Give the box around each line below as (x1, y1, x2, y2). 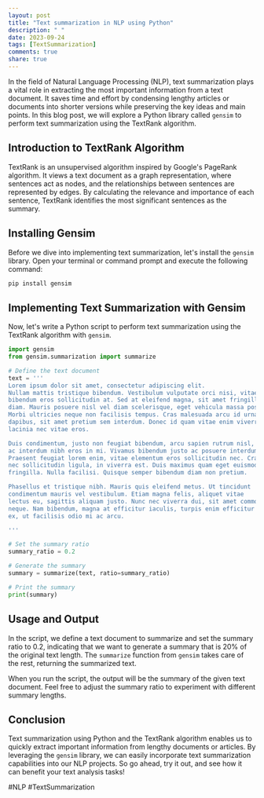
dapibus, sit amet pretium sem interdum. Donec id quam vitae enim (8, 418, 234, 426)
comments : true (8, 48, 58, 56)
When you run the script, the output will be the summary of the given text (8, 673, 246, 683)
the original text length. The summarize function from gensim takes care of (8, 650, 244, 660)
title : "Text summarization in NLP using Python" (8, 19, 174, 27)
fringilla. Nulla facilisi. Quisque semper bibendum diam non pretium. (8, 469, 247, 477)
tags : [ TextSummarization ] (8, 41, 97, 49)
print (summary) (8, 591, 58, 598)
